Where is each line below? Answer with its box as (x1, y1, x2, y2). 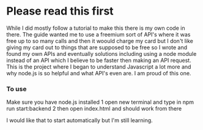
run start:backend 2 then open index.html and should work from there (6, 105, 182, 112)
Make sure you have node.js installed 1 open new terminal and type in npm (6, 98, 194, 106)
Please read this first (6, 4, 114, 18)
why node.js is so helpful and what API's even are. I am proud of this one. (6, 69, 191, 77)
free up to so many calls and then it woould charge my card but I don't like (6, 37, 194, 44)
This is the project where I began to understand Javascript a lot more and (6, 63, 191, 70)
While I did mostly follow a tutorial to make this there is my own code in (6, 24, 185, 32)
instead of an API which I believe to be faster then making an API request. (6, 56, 191, 64)
